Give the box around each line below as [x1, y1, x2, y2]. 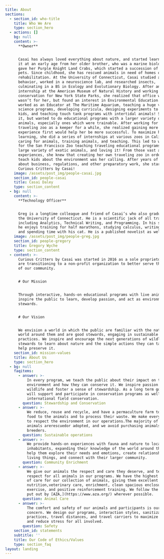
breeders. [26, 428, 47, 433]
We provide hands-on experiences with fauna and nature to [26, 442, 150, 447]
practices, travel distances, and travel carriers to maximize [26, 514, 159, 520]
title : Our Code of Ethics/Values [14, 537, 84, 542]
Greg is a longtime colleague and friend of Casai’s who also [18, 211, 147, 216]
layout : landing [5, 546, 38, 552]
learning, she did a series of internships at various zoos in [18, 134, 150, 139]
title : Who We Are [14, 21, 51, 26]
